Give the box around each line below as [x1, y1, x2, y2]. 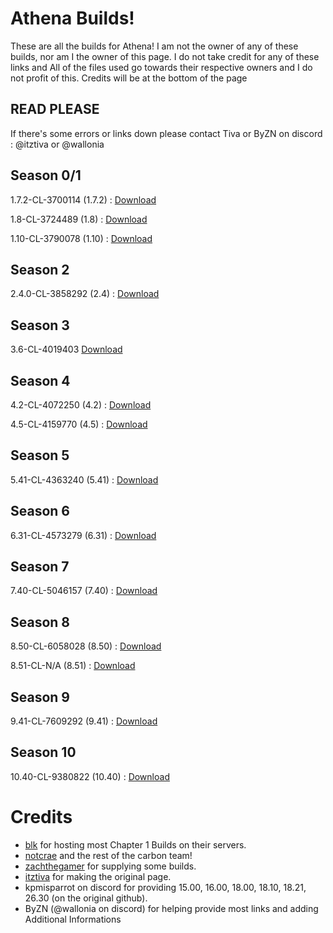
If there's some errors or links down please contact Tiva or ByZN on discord [10, 127, 323, 139]
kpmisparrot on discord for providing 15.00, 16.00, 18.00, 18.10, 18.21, [24, 881, 307, 893]
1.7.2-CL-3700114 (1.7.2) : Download [10, 193, 157, 206]
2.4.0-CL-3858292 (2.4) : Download [10, 288, 160, 300]
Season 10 [10, 744, 77, 761]
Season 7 [10, 558, 70, 576]
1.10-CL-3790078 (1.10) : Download [10, 232, 153, 244]
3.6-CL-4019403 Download [10, 343, 123, 356]
